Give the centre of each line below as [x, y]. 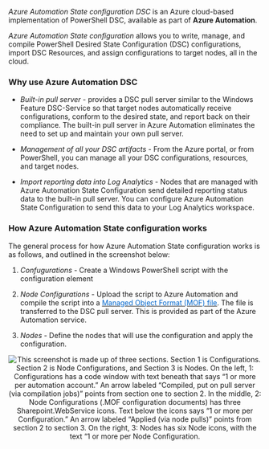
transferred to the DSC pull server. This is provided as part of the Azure [138, 311]
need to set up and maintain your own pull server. [102, 134]
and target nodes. [49, 166]
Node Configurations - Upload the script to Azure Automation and [129, 294]
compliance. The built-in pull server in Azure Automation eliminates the [137, 125]
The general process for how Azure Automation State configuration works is [134, 246]
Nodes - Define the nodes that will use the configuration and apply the [137, 335]
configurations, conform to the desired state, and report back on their [135, 116]
